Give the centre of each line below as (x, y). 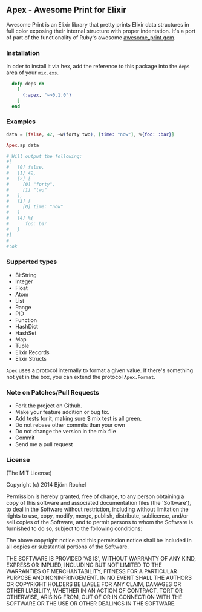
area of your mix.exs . (33, 73)
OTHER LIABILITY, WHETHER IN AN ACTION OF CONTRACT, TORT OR (94, 591)
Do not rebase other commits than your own (70, 425)
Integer (24, 281)
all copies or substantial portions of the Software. (67, 547)
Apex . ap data (23, 145)
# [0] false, (25, 168)
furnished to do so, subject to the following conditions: (74, 528)
